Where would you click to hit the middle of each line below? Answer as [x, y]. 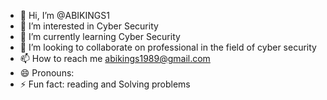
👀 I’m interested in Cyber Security [89, 26]
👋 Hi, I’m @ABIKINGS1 [64, 15]
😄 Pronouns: [47, 73]
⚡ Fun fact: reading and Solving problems [105, 84]
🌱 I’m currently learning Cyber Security [100, 36]
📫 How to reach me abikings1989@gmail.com [115, 58]
